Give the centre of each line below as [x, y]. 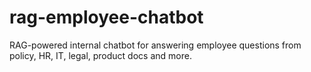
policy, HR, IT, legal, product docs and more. [100, 55]
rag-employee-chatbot [106, 17]
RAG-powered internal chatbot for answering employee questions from [155, 45]
